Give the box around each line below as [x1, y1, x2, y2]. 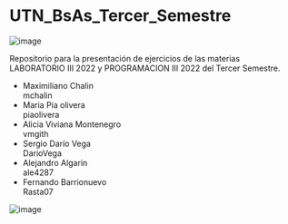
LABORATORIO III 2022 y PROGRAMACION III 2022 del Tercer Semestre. [9, 63, 281, 73]
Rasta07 [22, 186, 54, 197]
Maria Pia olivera [22, 99, 86, 110]
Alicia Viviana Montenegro [22, 119, 122, 130]
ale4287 [22, 167, 55, 178]
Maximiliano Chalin [22, 80, 94, 91]
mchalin [22, 90, 53, 101]
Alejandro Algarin [22, 157, 88, 168]
